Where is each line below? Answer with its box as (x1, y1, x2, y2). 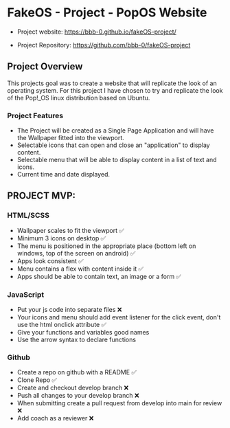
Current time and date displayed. (16, 170, 111, 179)
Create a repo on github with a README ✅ (16, 368, 137, 376)
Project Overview (7, 60, 83, 73)
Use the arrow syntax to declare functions (16, 335, 136, 344)
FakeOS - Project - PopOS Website (7, 5, 207, 21)
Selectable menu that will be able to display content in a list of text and (16, 156, 218, 164)
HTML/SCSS (7, 211, 50, 221)
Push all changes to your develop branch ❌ (16, 392, 139, 400)
